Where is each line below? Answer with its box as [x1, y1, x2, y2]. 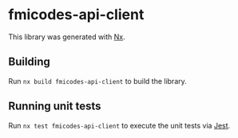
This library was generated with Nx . [8, 32, 125, 41]
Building [8, 55, 50, 69]
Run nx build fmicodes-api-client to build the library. [8, 76, 188, 85]
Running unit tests [8, 100, 101, 113]
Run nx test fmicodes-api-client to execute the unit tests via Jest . [8, 120, 231, 130]
